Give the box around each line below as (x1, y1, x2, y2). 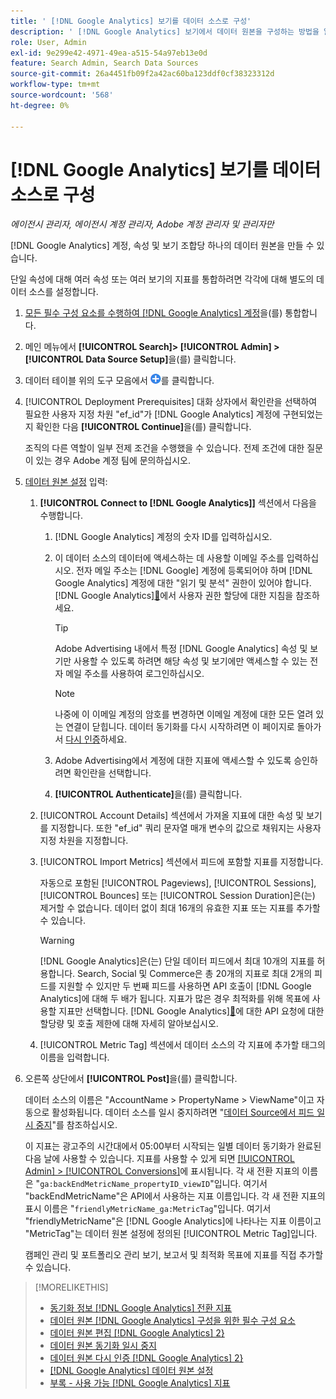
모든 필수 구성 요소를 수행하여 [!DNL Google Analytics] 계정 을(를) (24, 307, 283, 319)
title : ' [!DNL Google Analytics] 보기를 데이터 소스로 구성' (10, 16, 252, 26)
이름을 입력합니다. (39, 1051, 110, 1064)
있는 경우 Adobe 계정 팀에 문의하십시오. (35, 455, 192, 467)
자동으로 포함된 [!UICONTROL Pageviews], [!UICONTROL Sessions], (39, 877, 317, 889)
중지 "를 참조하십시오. (35, 1119, 118, 1131)
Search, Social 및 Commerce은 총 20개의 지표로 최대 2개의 (77, 968, 313, 980)
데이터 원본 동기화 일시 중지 (49, 1340, 157, 1352)
